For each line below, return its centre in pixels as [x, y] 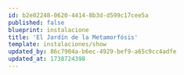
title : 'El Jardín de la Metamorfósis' [73, 37]
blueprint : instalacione [49, 30]
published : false [36, 23]
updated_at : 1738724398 [47, 59]
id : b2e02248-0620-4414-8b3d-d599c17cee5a [78, 15]
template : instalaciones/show [58, 45]
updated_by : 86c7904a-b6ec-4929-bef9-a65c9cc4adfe [92, 52]
